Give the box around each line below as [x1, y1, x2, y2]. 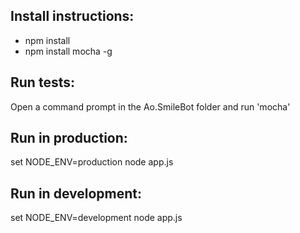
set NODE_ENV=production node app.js [10, 156, 174, 168]
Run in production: [10, 130, 128, 147]
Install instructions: [10, 8, 135, 25]
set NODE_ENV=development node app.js [10, 212, 183, 224]
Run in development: [10, 185, 142, 202]
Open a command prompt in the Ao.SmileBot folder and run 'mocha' [10, 100, 291, 113]
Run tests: [10, 74, 75, 91]
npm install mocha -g [24, 45, 113, 57]
